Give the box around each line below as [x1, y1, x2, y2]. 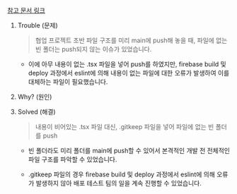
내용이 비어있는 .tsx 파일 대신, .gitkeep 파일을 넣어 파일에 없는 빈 [35, 123, 214, 131]
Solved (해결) [17, 108, 56, 116]
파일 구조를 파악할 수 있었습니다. [28, 155, 117, 164]
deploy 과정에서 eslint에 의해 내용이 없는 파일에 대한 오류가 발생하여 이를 [28, 69, 230, 77]
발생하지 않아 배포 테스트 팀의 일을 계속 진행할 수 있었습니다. [35, 179, 202, 187]
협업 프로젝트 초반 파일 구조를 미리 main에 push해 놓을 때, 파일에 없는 [35, 36, 228, 44]
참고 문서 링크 [7, 6, 46, 14]
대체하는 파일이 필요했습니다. [28, 78, 108, 86]
